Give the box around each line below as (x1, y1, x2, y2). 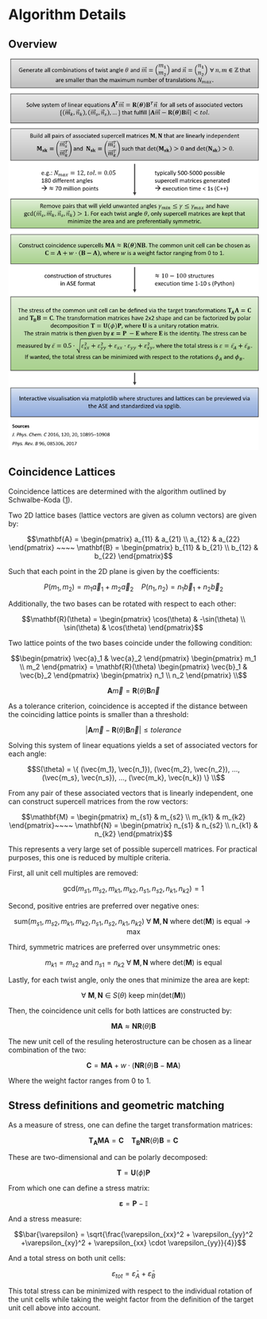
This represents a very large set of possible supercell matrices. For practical (8, 844, 257, 854)
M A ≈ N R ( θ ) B (110, 1021, 157, 1030)
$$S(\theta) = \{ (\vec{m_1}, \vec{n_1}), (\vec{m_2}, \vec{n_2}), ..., (26, 765, 241, 774)
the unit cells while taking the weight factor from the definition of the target (8, 1294, 254, 1305)
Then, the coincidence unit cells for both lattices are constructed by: (8, 1006, 232, 1015)
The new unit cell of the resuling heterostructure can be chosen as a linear (8, 1036, 253, 1046)
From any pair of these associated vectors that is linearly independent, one (8, 789, 253, 798)
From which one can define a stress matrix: (8, 1183, 150, 1193)
